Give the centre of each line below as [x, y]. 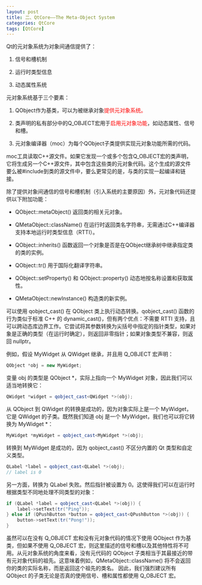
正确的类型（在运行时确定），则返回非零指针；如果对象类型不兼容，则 [102, 334]
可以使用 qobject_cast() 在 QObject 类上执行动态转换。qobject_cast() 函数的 [100, 311]
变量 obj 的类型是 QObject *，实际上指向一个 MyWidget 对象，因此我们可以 [99, 378]
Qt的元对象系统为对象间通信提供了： [51, 46]
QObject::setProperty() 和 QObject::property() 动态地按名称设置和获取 [101, 278]
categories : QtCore [31, 23]
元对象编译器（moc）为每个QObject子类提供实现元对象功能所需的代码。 [104, 144]
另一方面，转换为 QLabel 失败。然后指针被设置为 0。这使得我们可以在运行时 [101, 484]
